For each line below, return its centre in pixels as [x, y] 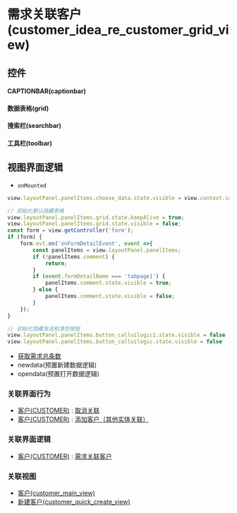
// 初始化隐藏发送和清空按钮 [44, 329]
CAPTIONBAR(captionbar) [47, 91]
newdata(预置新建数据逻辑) [57, 365]
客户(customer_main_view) [56, 493]
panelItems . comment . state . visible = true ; [108, 283]
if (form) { [25, 237]
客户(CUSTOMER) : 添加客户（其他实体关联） [83, 419]
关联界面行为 [29, 394]
